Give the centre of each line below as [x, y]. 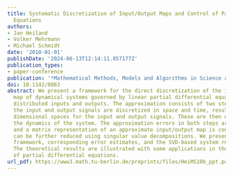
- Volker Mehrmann [34, 39]
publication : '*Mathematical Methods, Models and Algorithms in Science [114, 78]
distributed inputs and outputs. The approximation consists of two [114, 104]
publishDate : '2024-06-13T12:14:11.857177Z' [72, 59]
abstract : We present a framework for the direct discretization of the [114, 91]
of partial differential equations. [66, 156]
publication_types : [35, 65]
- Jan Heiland [28, 33]
